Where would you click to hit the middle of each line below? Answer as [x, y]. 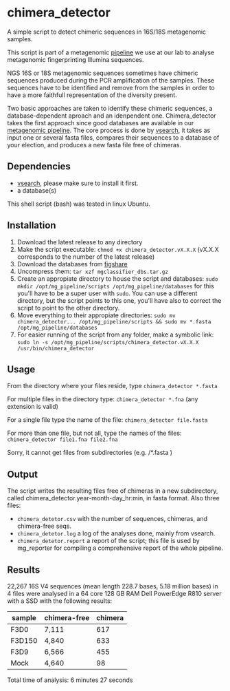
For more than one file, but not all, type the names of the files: [94, 433]
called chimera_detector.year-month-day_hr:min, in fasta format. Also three [113, 498]
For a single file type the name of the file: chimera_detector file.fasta [107, 420]
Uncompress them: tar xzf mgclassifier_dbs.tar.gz [92, 271]
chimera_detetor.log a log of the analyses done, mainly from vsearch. [116, 533]
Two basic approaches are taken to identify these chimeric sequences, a [110, 108]
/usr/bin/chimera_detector [56, 348]
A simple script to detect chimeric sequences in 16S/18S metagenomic [107, 32]
